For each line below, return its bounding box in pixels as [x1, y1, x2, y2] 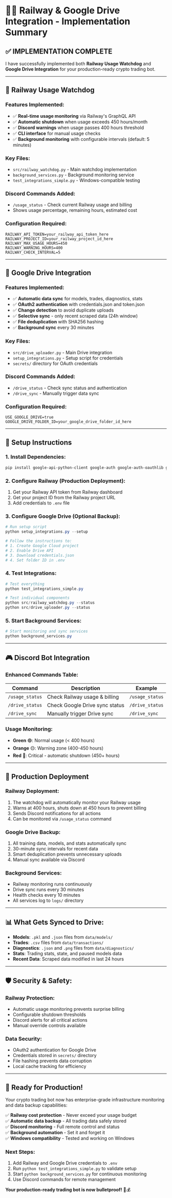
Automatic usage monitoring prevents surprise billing [12, 1006, 124, 1012]
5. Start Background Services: [5, 617, 82, 624]
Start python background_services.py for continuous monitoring [12, 1171, 147, 1177]
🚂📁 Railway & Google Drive [5, 5, 120, 16]
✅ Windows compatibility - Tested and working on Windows [5, 1135, 135, 1141]
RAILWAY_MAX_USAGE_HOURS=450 [5, 241, 68, 246]
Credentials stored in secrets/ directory [12, 1052, 97, 1059]
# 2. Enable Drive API [5, 548, 54, 553]
